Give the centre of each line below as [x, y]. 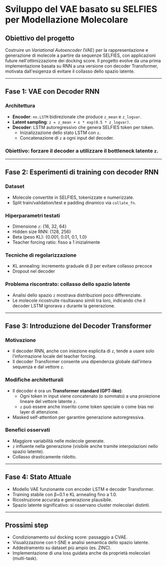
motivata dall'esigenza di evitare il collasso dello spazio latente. [70, 71]
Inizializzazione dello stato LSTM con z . [60, 133]
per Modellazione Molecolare [67, 20]
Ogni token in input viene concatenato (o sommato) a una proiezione [90, 396]
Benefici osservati [28, 430]
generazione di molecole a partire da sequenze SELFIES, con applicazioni [81, 55]
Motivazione [21, 340]
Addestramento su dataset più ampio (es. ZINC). [62, 548]
